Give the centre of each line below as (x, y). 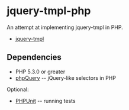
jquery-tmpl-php (49, 11)
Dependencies (34, 57)
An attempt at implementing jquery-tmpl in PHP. (65, 27)
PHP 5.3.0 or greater (40, 72)
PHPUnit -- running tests (45, 101)
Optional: (18, 89)
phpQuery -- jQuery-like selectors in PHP (65, 77)
